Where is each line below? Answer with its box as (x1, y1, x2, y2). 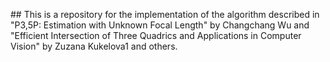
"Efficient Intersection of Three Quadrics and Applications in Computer (10, 30, 302, 41)
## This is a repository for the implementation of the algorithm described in (10, 9, 320, 20)
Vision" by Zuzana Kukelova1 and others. (10, 40, 178, 52)
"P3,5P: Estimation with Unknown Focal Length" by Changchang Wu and (10, 19, 310, 31)
